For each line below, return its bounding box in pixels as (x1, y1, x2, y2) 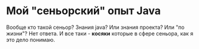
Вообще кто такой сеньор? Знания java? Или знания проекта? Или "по (6, 24, 185, 31)
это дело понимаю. (6, 36, 55, 43)
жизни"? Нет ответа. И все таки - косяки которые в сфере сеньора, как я (6, 30, 194, 37)
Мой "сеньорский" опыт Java (6, 4, 162, 18)
